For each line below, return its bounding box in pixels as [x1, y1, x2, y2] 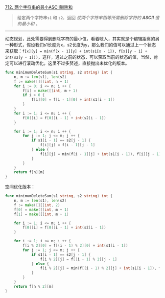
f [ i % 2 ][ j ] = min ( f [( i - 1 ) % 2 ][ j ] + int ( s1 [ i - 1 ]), [40, 266, 157, 271]
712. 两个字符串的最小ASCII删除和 [5, 4, 73, 10]
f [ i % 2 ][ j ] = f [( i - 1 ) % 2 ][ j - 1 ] [40, 256, 118, 262]
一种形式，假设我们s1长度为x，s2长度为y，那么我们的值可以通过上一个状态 [5, 42, 156, 47]
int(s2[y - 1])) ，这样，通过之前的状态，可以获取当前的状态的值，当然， [5, 54, 154, 60]
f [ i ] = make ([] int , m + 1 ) [23, 88, 78, 93]
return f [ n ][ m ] [14, 170, 45, 175]
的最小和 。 [17, 21, 40, 26]
